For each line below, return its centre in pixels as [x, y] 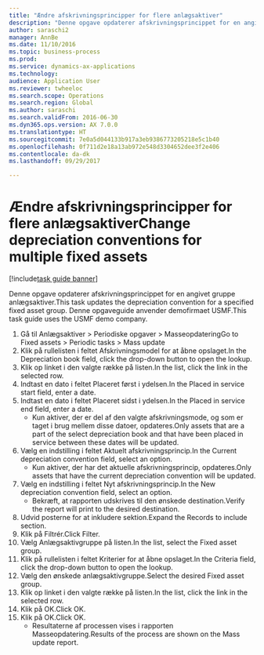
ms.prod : [23, 60]
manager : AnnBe [34, 37]
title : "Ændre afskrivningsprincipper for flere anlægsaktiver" [116, 15]
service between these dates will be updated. [105, 442]
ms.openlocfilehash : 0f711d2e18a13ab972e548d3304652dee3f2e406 [114, 147]
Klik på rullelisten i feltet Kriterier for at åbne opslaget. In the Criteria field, [138, 559]
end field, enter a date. [57, 409]
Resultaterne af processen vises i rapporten [103, 626]
